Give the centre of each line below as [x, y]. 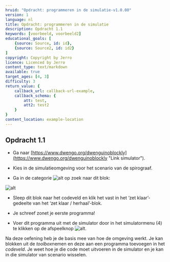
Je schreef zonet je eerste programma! [54, 213]
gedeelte [22, 203]
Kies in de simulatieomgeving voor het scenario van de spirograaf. [82, 168]
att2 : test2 [37, 105]
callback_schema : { [35, 96]
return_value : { [23, 86]
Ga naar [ [23, 152]
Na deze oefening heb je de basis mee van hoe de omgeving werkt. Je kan [84, 238]
